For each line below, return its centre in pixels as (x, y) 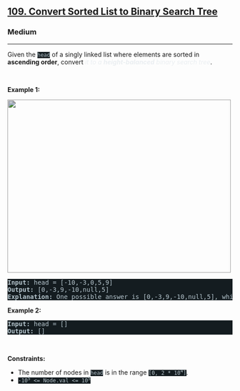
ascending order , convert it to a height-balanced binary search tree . (110, 62)
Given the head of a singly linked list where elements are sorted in (104, 54)
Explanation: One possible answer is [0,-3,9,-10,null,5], (113, 296)
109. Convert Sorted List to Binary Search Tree (112, 12)
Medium (22, 32)
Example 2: (24, 310)
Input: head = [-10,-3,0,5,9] (60, 282)
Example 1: (24, 89)
